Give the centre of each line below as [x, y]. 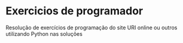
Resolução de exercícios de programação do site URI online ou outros [91, 27]
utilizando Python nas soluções [44, 33]
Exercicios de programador [74, 11]
